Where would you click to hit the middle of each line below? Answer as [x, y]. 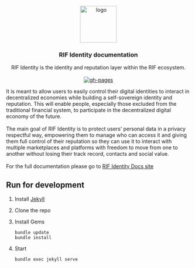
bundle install [33, 238]
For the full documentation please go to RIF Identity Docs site [80, 166]
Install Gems [30, 222]
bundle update [32, 233]
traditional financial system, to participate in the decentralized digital [89, 110]
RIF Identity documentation [98, 55]
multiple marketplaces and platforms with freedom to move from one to [92, 148]
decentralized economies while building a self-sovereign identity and [89, 98]
